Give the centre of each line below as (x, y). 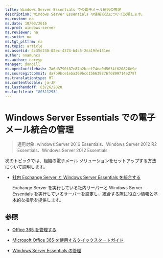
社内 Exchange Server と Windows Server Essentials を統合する (76, 178)
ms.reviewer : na (22, 32)
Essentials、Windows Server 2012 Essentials (62, 151)
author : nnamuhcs (23, 55)
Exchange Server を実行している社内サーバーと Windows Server (77, 188)
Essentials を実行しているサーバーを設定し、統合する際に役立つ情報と (83, 194)
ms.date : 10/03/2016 (26, 23)
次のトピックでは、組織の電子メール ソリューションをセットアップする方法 (81, 161)
